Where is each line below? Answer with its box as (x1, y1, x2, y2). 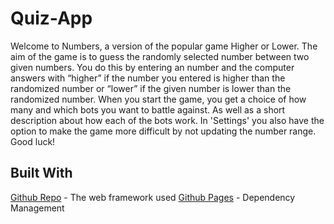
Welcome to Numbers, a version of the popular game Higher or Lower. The (10, 40, 318, 52)
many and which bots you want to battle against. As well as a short (10, 103, 286, 116)
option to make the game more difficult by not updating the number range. (10, 125, 317, 137)
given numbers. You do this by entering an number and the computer (10, 61, 295, 73)
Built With (10, 165, 73, 182)
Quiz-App (10, 7, 93, 30)
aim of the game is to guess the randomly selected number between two (10, 50, 310, 62)
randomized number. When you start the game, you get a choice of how (10, 93, 307, 105)
